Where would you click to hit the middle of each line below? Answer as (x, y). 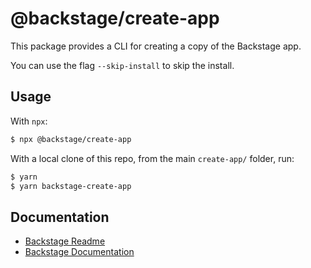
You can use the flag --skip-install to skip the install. (122, 65)
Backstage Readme (65, 241)
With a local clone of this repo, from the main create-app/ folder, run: (152, 158)
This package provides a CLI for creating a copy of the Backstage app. (156, 46)
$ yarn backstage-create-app (71, 186)
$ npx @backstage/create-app (71, 139)
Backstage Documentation (79, 252)
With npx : (29, 121)
